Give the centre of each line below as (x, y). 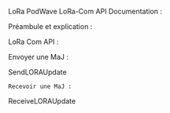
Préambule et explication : (50, 26)
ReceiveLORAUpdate (42, 101)
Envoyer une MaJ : (39, 57)
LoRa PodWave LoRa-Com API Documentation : (85, 11)
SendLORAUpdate (37, 72)
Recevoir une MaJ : (40, 86)
